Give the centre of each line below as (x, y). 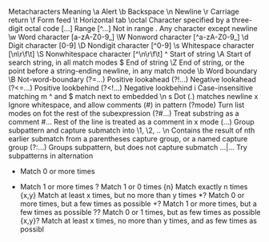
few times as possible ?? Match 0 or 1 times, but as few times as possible (140, 212)
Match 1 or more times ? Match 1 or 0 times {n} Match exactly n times (134, 186)
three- (242, 20)
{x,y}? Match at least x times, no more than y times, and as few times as (139, 220)
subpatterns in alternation (51, 156)
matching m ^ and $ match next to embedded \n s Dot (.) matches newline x (133, 96)
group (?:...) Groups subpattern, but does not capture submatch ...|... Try (128, 147)
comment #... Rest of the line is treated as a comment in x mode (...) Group (131, 122)
